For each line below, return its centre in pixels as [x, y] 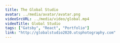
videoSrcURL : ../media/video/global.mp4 [47, 19]
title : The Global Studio [32, 10]
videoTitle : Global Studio [33, 23]
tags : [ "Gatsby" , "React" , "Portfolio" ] [47, 28]
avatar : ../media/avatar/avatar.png [43, 14]
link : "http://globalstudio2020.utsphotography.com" [60, 33]
